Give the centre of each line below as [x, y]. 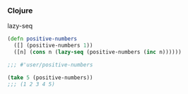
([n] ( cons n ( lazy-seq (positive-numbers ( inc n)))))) [98, 52]
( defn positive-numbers [42, 39]
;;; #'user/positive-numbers [50, 65]
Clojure [20, 11]
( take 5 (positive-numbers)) [50, 77]
